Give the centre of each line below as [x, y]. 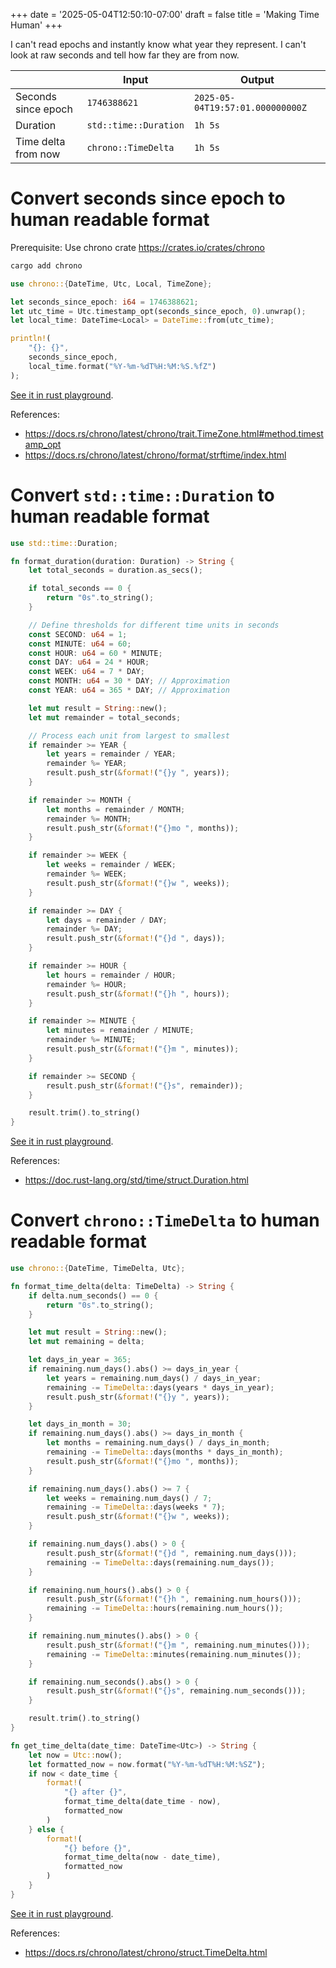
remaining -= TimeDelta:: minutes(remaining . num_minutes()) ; [174, 1654]
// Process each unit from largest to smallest [129, 735]
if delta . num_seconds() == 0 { [93, 1295]
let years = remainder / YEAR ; [111, 754]
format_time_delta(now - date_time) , [142, 1857]
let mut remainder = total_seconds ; [105, 717]
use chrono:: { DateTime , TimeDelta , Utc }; [98, 1269]
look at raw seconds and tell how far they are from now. [125, 55]
